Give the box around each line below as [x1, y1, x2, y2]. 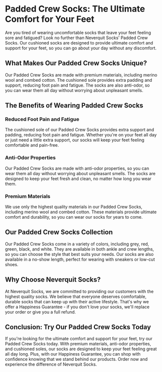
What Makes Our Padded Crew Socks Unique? [5, 59, 147, 67]
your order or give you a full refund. [5, 309, 76, 315]
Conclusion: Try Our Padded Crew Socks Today [5, 323, 151, 331]
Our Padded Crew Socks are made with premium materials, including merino [5, 72, 158, 78]
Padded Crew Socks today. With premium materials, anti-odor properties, [5, 341, 151, 347]
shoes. [5, 261, 18, 267]
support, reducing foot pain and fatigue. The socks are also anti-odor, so [5, 82, 150, 88]
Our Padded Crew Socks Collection [5, 228, 113, 237]
